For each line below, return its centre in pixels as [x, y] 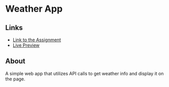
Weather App [34, 9]
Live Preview [26, 45]
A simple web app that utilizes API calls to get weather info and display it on [84, 73]
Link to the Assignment [37, 40]
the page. [15, 79]
